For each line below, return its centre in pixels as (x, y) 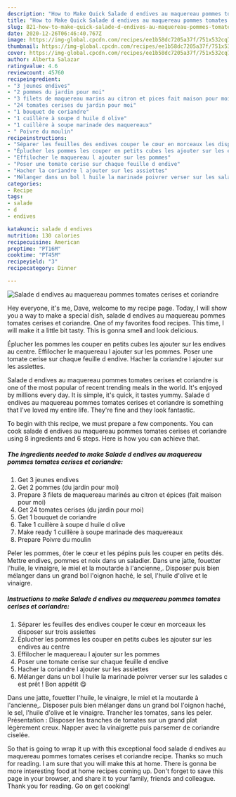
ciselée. (19, 734)
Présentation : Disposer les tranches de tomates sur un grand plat (103, 720)
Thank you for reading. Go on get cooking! (69, 786)
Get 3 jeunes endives (48, 479)
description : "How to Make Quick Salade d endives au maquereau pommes (114, 14)
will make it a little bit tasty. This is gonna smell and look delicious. (103, 330)
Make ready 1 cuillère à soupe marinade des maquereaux (100, 532)
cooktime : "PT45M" (34, 255)
